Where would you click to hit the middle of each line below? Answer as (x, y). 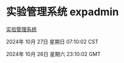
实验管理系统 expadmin (63, 12)
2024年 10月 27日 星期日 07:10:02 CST (52, 41)
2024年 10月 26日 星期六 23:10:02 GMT (53, 54)
